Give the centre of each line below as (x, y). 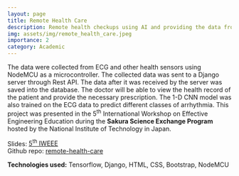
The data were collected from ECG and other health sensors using (104, 67)
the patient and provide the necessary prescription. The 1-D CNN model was (119, 97)
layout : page (27, 14)
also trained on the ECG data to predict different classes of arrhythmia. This (118, 105)
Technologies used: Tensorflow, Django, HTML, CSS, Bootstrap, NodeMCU (118, 165)
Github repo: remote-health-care (55, 151)
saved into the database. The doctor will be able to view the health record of (119, 90)
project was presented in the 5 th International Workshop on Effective (108, 113)
